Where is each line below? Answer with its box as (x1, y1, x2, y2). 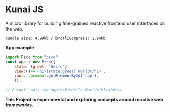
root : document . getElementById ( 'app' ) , (14, 73, 99, 78)
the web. (5, 25, 24, 32)
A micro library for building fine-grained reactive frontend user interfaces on (5, 20, 165, 26)
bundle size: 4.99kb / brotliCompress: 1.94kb (5, 36, 106, 41)
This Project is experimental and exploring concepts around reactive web (5, 97, 164, 103)
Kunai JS (5, 4, 44, 15)
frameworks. (5, 102, 33, 108)
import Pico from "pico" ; (5, 54, 60, 60)
